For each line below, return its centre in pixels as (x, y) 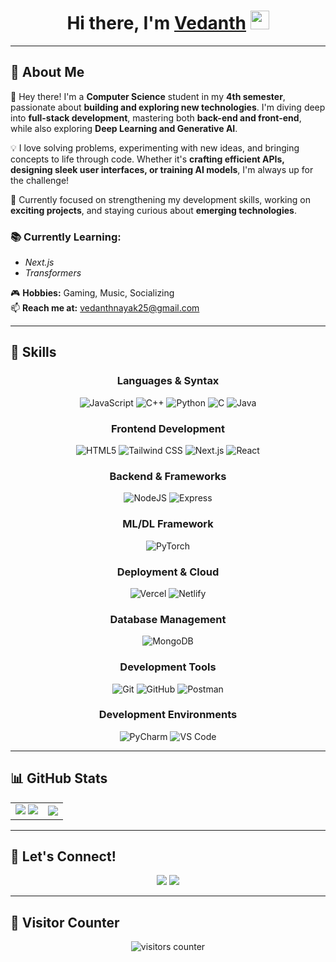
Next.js (39, 262)
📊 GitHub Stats (59, 778)
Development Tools (168, 667)
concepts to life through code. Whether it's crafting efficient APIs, (147, 159)
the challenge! (40, 180)
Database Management (168, 619)
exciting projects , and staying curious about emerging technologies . (153, 210)
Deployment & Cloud (168, 572)
